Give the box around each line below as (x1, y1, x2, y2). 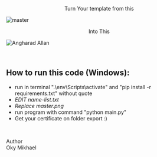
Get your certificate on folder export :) (14, 115, 107, 122)
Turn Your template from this (64, 5, 134, 12)
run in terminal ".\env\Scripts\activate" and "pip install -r (14, 83, 152, 90)
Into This (88, 28, 110, 35)
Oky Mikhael (6, 144, 37, 151)
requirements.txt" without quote (14, 90, 93, 97)
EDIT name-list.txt (14, 96, 59, 103)
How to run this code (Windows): (6, 68, 130, 78)
